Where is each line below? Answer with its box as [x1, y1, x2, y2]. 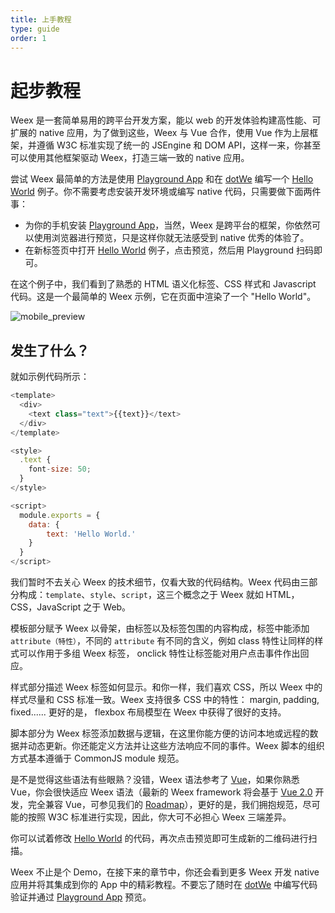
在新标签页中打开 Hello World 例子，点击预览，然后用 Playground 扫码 [24, 244, 314, 256]
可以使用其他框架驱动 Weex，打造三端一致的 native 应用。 [10, 152, 250, 164]
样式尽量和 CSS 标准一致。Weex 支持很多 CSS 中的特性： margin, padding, [10, 694, 320, 705]
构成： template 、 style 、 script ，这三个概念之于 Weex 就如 [18, 589, 264, 600]
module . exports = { [19, 510, 101, 520]
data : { [28, 519, 60, 530]
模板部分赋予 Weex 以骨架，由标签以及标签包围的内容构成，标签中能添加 [10, 622, 310, 634]
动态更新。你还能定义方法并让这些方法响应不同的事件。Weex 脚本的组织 [27, 740, 325, 751]
